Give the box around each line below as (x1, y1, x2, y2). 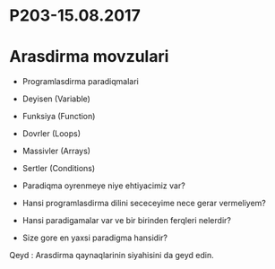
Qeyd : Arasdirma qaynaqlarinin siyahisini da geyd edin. (9, 250, 214, 261)
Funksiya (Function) (21, 111, 96, 122)
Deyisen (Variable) (21, 93, 91, 104)
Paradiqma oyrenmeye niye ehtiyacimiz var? (21, 180, 185, 191)
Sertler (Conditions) (21, 163, 96, 174)
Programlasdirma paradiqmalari (21, 76, 139, 87)
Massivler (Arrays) (21, 145, 91, 157)
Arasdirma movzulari (9, 47, 169, 67)
